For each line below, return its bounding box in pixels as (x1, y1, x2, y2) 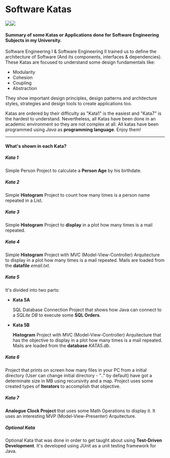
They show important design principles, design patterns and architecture (5, 95, 157, 101)
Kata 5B (12, 322, 30, 328)
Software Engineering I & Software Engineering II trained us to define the (5, 48, 157, 54)
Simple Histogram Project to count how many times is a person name (5, 192, 150, 198)
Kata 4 (5, 239, 20, 245)
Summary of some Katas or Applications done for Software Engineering (5, 32, 159, 38)
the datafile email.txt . (5, 262, 51, 268)
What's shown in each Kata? (5, 143, 67, 149)
